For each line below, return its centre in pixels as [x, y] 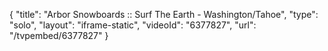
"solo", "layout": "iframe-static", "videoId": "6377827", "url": [133, 25]
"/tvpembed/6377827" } [59, 35]
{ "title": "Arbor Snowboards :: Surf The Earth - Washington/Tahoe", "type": [164, 14]
